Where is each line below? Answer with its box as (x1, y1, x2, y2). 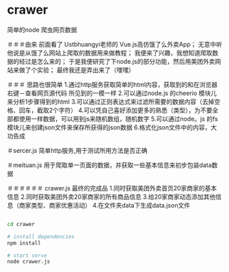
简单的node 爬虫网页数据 (7, 25, 77, 34)
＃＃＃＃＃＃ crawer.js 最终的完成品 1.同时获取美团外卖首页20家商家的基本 (7, 184, 217, 192)
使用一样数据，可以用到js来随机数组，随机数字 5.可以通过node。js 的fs (18, 114, 219, 123)
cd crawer (7, 221, 36, 227)
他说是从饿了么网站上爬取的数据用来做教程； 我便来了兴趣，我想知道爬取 (7, 49, 213, 57)
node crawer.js (7, 258, 51, 265)
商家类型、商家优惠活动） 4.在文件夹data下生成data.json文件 (18, 201, 190, 209)
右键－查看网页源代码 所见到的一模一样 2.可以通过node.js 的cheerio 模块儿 (7, 88, 217, 97)
